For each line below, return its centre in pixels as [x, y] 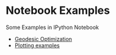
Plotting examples [37, 45]
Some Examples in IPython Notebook [52, 27]
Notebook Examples [58, 11]
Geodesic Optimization [43, 39]
